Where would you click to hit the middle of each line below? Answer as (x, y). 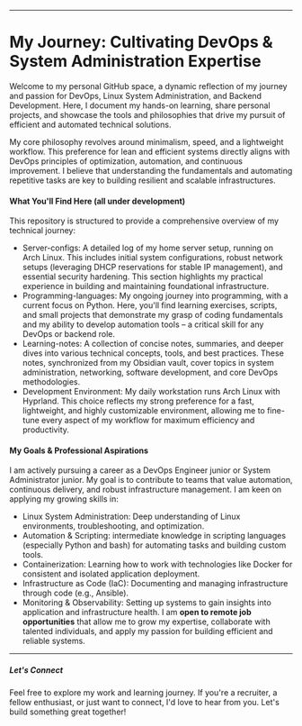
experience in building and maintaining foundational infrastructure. (146, 286)
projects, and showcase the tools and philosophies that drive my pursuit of (147, 114)
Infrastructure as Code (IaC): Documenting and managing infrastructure (155, 584)
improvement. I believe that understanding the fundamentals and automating (151, 170)
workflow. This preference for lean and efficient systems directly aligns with (150, 151)
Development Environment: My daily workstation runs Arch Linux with (151, 392)
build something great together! (68, 712)
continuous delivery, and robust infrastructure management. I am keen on (146, 490)
